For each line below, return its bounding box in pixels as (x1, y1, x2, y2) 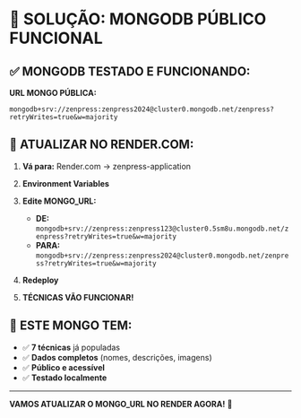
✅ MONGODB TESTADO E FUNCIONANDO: (9, 64, 251, 79)
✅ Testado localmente (21, 372, 107, 383)
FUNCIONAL (9, 28, 103, 48)
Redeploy (21, 274, 59, 285)
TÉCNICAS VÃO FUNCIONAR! (21, 292, 134, 302)
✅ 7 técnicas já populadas (21, 342, 121, 353)
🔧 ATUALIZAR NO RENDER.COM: (9, 137, 194, 152)
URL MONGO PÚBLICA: (9, 88, 97, 98)
